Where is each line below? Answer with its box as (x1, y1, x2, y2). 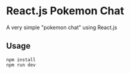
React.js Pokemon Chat (6, 4, 125, 18)
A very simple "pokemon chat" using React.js (6, 24, 117, 31)
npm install (6, 56, 36, 63)
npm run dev (6, 62, 36, 68)
